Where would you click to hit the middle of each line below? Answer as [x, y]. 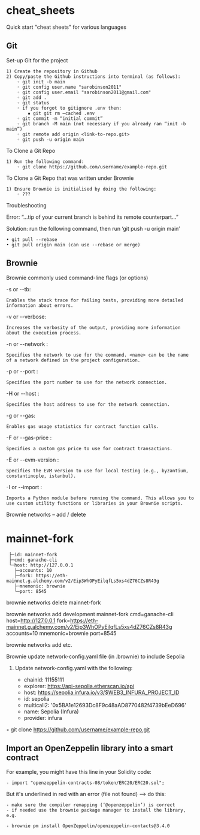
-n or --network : [27, 344]
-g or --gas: [21, 415]
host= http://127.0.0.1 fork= [38, 620]
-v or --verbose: [26, 316]
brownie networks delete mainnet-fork [54, 602]
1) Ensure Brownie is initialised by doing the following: [81, 189]
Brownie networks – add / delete [46, 514]
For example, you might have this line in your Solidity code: [79, 772]
